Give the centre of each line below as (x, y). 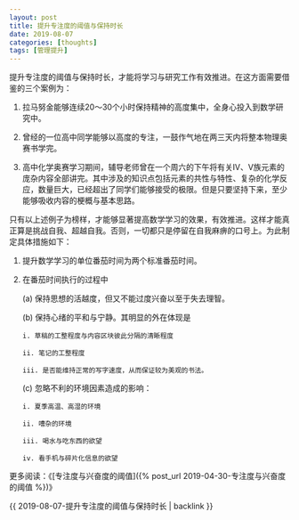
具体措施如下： (44, 242)
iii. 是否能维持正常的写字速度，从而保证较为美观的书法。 (115, 370)
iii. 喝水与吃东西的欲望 (62, 442)
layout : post (33, 17)
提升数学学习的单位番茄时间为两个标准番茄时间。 (112, 261)
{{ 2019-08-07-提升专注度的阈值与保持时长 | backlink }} (111, 506)
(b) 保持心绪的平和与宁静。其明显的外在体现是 (106, 318)
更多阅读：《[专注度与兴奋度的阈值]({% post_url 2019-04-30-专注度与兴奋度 (148, 476)
